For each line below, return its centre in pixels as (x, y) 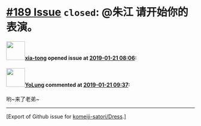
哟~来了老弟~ (23, 99)
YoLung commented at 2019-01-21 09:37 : (77, 85)
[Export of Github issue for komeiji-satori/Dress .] (66, 116)
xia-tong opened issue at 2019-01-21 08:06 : (81, 58)
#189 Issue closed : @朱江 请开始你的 (97, 12)
